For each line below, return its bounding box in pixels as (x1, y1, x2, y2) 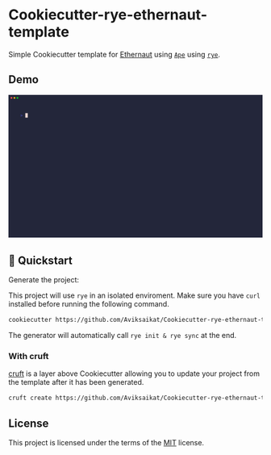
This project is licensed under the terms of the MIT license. (8, 437, 204, 447)
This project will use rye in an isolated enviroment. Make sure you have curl (8, 290, 261, 300)
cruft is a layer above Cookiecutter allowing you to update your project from (8, 369, 261, 378)
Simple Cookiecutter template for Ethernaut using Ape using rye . (8, 49, 220, 59)
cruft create (8, 394, 52, 403)
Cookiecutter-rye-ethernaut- (8, 6, 208, 24)
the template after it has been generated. (8, 378, 144, 387)
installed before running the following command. (8, 299, 169, 309)
